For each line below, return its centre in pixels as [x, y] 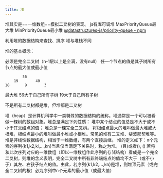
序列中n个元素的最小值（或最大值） [79, 170]
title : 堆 [15, 10]
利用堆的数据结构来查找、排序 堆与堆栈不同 [48, 40]
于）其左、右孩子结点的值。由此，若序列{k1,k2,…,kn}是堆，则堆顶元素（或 [79, 164]
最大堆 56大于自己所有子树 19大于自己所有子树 [52, 95]
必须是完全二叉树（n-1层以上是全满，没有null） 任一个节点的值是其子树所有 [81, 61]
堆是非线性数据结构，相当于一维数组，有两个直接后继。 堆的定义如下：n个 [80, 140]
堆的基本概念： [20, 51]
